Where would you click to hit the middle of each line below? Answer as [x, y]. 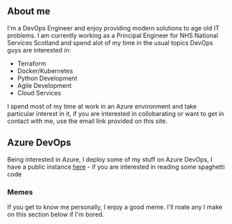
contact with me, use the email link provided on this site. [87, 121]
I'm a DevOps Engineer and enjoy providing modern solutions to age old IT [113, 28]
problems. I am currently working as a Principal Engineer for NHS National [113, 35]
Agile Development [44, 85]
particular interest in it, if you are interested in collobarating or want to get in [116, 113]
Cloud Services [39, 93]
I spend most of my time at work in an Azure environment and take [102, 106]
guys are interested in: [39, 50]
